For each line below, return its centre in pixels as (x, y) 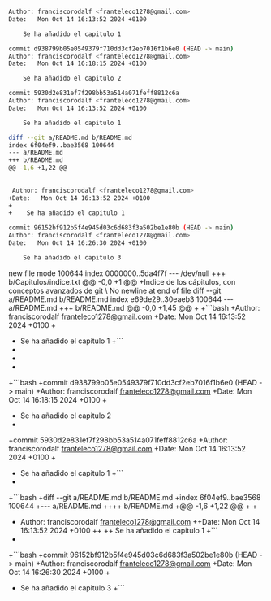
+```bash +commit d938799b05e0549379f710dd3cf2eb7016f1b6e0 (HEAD (133, 382)
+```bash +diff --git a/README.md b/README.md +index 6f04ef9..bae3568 (135, 497)
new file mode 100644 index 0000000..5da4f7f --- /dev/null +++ (117, 273)
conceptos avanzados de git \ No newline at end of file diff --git (115, 290)
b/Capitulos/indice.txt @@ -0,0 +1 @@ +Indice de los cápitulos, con (122, 281)
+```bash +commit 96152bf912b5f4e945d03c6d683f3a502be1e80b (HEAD (133, 555)
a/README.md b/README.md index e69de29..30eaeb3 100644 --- (121, 299)
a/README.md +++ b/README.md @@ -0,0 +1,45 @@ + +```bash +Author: (134, 307)
